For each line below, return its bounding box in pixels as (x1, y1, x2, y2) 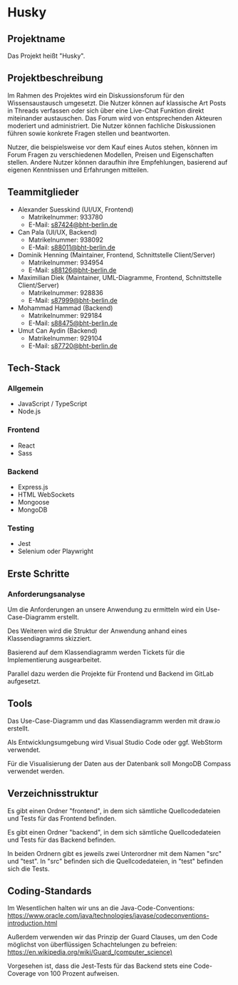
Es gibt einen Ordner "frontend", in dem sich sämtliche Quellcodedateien (7, 806, 221, 815)
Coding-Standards (7, 885, 92, 897)
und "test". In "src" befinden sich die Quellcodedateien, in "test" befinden (7, 857, 223, 865)
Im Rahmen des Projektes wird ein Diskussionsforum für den (7, 91, 185, 100)
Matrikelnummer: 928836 (28, 288, 103, 296)
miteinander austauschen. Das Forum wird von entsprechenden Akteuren (7, 113, 222, 122)
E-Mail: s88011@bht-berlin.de (28, 243, 115, 252)
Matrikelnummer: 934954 (28, 258, 104, 267)
